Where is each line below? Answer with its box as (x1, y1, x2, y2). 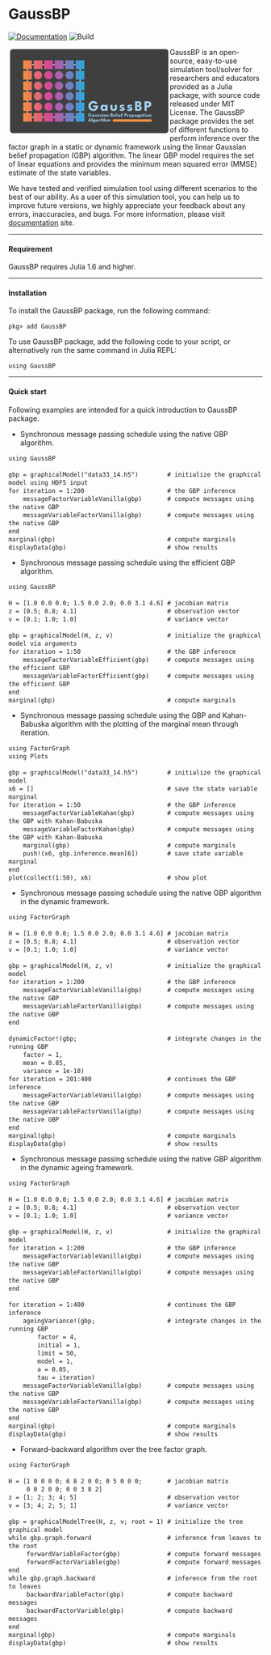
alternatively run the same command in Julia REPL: (8, 346, 177, 355)
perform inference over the (169, 133, 260, 142)
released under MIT (169, 99, 236, 108)
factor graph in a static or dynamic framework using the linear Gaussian (8, 142, 247, 151)
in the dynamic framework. (19, 896, 110, 906)
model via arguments (8, 639, 78, 647)
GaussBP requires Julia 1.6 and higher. (8, 262, 135, 272)
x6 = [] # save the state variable (8, 784, 258, 793)
